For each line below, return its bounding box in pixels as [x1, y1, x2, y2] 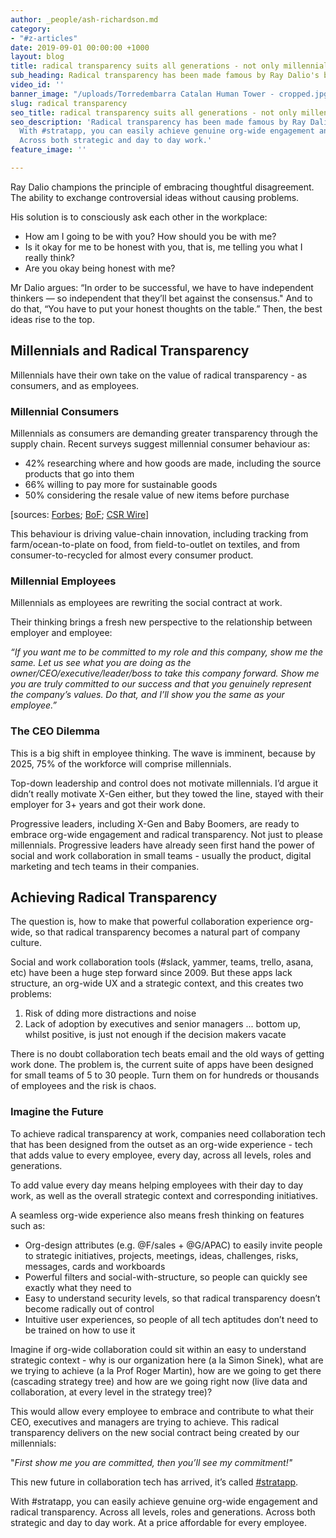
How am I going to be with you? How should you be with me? [24, 230, 277, 242]
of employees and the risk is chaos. [10, 1080, 157, 1092]
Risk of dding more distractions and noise [24, 1007, 197, 1020]
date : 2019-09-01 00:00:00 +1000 [10, 42, 150, 53]
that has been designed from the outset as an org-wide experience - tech [10, 1138, 313, 1150]
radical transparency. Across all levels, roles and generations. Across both [10, 1506, 316, 1518]
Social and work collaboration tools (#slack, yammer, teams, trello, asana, [10, 956, 314, 968]
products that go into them [24, 467, 135, 480]
